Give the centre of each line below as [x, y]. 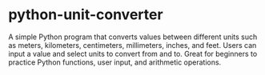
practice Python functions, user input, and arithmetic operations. [115, 62]
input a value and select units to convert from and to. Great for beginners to [133, 53]
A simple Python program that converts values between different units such [133, 37]
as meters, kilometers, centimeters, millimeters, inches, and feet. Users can [132, 45]
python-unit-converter [86, 15]
